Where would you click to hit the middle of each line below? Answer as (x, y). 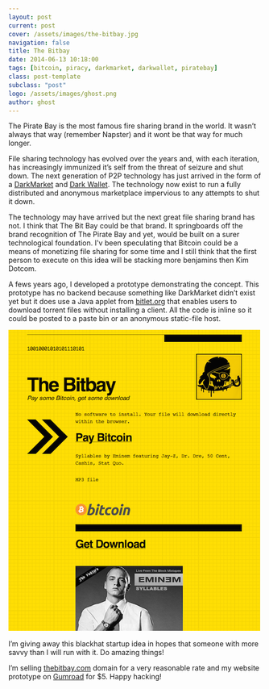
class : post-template (45, 77)
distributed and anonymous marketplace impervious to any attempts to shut (134, 193)
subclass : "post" (37, 85)
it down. (22, 202)
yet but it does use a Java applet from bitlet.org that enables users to (123, 302)
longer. (20, 143)
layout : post (30, 17)
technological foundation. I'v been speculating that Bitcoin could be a (124, 243)
